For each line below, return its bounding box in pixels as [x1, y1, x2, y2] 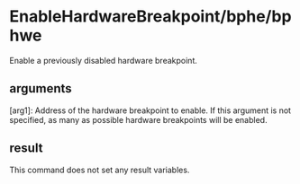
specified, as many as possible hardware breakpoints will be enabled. [9, 114, 268, 125]
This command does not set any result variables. [9, 164, 190, 175]
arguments [9, 81, 72, 96]
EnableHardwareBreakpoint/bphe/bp [9, 6, 292, 27]
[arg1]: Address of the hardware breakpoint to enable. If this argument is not [9, 105, 291, 116]
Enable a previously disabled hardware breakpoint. [9, 55, 198, 66]
